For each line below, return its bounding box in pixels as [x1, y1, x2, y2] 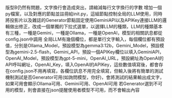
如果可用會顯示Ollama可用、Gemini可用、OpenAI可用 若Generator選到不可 [5, 81, 163, 86]
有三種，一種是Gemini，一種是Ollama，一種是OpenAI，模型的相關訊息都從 [5, 30, 163, 36]
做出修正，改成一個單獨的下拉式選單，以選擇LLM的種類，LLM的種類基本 [9, 23, 163, 29]
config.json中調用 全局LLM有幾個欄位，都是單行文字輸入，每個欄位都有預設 [5, 36, 165, 42]
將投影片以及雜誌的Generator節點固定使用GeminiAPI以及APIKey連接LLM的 [5, 17, 163, 23]
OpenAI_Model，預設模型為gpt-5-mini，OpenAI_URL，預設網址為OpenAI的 [5, 55, 164, 61]
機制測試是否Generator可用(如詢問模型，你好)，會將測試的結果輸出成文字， [5, 74, 165, 80]
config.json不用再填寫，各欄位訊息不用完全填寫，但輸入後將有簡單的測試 [9, 68, 164, 74]
